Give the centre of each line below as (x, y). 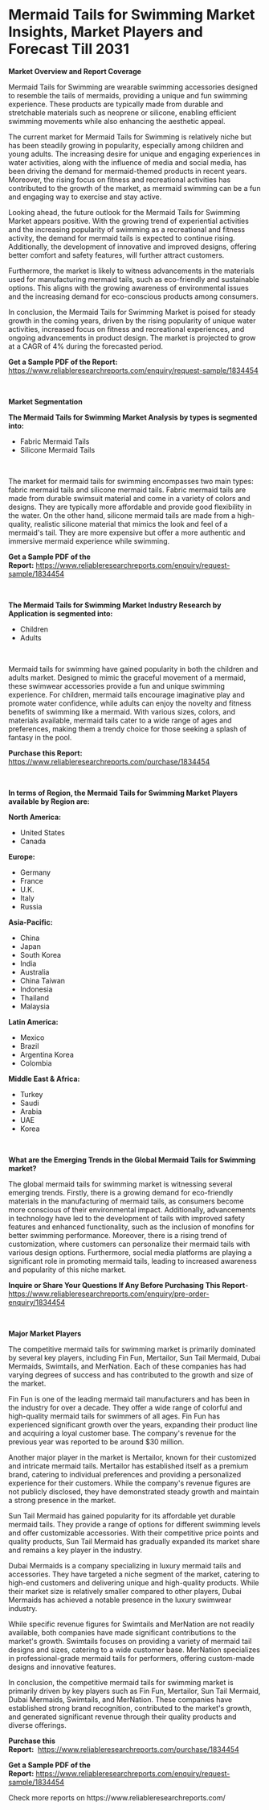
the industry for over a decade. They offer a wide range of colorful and (125, 1407)
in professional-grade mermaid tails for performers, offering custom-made (131, 1658)
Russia (31, 906)
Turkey (31, 1094)
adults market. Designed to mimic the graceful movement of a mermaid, (127, 677)
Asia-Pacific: (31, 922)
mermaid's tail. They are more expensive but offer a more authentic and (127, 532)
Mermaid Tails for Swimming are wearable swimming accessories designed (133, 87)
